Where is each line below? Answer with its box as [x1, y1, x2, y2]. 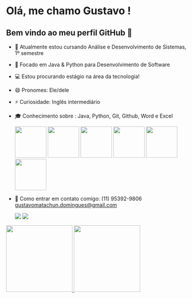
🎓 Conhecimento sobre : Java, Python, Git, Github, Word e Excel [14, 112, 173, 119]
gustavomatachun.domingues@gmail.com [14, 201, 117, 208]
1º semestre [14, 50, 44, 57]
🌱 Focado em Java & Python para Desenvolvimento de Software [14, 61, 170, 68]
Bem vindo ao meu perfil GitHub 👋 [6, 28, 133, 38]
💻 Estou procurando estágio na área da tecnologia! [14, 73, 140, 80]
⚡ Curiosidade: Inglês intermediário [14, 99, 101, 105]
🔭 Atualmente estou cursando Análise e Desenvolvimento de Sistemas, [14, 43, 187, 50]
